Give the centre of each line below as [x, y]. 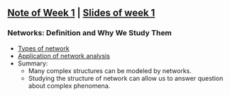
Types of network [43, 48]
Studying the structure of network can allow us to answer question [126, 78]
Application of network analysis [64, 56]
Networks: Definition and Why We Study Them [90, 33]
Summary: [33, 63]
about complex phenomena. [69, 86]
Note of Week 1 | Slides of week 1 [81, 13]
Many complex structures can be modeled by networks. [110, 70]
